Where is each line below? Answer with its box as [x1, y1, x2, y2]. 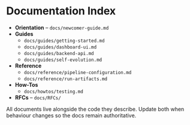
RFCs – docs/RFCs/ [14, 94, 61, 101]
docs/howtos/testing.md [23, 89, 84, 94]
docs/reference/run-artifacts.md [23, 76, 108, 82]
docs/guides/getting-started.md [23, 38, 105, 44]
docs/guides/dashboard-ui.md [23, 44, 97, 50]
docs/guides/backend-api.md [23, 50, 94, 56]
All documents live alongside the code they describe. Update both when [6, 105, 185, 112]
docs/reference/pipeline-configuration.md [23, 69, 132, 75]
